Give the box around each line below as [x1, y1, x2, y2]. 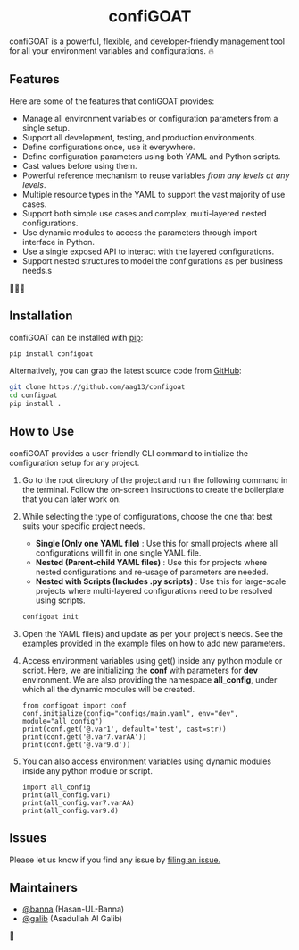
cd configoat [9, 391, 58, 400]
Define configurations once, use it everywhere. [21, 141, 195, 152]
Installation [9, 309, 73, 324]
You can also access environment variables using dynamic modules [21, 756, 272, 767]
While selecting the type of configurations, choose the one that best [21, 511, 273, 522]
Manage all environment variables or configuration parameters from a [21, 113, 278, 123]
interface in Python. [21, 236, 96, 247]
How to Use [9, 424, 75, 439]
